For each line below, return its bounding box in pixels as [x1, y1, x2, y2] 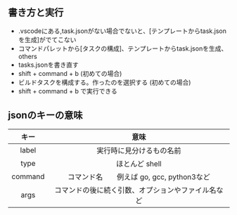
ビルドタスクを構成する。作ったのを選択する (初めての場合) [18, 78, 191, 86]
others [18, 52, 37, 60]
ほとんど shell [116, 159, 162, 169]
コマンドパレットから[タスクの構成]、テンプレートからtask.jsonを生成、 [18, 44, 228, 53]
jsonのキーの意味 [8, 110, 83, 122]
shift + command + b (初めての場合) [18, 69, 122, 77]
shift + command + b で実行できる [18, 86, 118, 95]
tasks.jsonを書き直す [18, 60, 79, 69]
